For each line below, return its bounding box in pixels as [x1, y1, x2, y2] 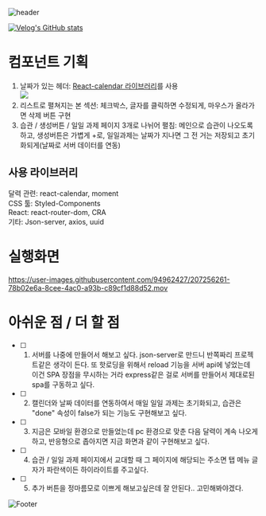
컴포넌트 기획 [8, 53, 89, 72]
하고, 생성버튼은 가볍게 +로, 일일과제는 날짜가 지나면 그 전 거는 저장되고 [19, 130, 241, 139]
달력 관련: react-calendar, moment [8, 188, 119, 198]
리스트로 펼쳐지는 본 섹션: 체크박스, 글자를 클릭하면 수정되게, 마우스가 [19, 100, 234, 110]
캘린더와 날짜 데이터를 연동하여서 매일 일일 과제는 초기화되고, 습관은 [31, 398, 242, 408]
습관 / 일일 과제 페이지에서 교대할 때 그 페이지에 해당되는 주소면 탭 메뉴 [31, 455, 250, 464]
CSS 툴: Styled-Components [8, 198, 101, 208]
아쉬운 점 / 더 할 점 [8, 313, 121, 331]
